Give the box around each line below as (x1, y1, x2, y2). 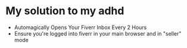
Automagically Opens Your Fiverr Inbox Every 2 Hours (14, 24, 147, 31)
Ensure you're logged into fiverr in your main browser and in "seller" (14, 30, 182, 37)
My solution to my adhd (5, 4, 124, 18)
